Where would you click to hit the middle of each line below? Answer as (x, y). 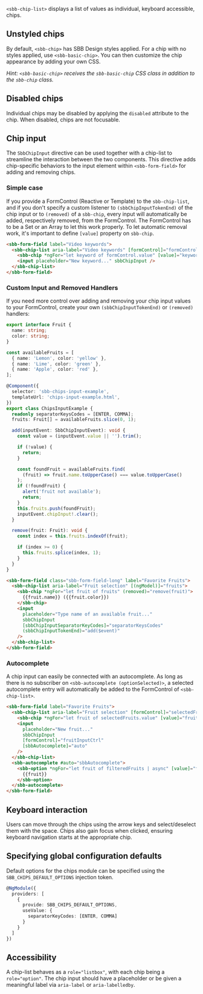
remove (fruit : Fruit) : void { (50, 531)
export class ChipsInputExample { (50, 408)
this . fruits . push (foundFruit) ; (56, 508)
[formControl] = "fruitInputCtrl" (63, 740)
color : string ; (31, 336)
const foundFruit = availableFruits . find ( (71, 469)
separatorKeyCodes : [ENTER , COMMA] (73, 916)
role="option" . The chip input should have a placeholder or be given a (94, 978)
